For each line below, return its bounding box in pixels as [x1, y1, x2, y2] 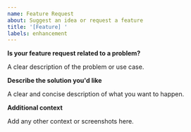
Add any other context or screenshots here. [7, 117, 134, 126]
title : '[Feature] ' [7, 23, 68, 30]
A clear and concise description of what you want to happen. [7, 90, 185, 98]
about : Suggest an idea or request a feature [7, 17, 143, 24]
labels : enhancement [7, 29, 68, 37]
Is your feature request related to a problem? [7, 49, 141, 58]
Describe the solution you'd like [7, 77, 102, 85]
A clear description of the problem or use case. [7, 62, 144, 71]
